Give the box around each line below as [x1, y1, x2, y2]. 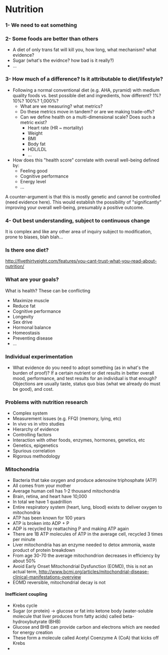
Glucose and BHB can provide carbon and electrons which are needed [12, 624, 160, 630]
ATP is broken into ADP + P [12, 520, 69, 526]
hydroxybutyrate [12, 619, 48, 625]
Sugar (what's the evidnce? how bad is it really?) [12, 57, 114, 64]
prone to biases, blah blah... [5, 234, 63, 240]
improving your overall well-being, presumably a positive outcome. [5, 204, 144, 211]
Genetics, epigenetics [12, 442, 58, 448]
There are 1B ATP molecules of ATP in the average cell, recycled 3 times [12, 531, 163, 537]
